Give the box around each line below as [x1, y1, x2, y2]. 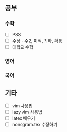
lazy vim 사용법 [12, 109, 43, 115]
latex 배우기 [12, 115, 35, 121]
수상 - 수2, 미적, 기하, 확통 [12, 38, 63, 44]
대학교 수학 [12, 44, 34, 50]
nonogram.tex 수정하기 [12, 121, 58, 127]
